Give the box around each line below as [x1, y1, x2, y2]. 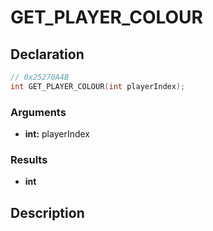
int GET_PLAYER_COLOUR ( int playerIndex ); [10, 81, 186, 91]
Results [10, 152, 48, 166]
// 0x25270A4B [10, 72, 70, 82]
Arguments [10, 105, 67, 119]
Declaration [10, 46, 85, 63]
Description [10, 204, 85, 221]
